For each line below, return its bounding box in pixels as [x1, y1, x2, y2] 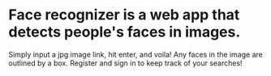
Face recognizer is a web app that [8, 6, 240, 24]
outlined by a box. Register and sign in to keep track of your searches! [8, 58, 243, 68]
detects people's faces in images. [8, 23, 241, 41]
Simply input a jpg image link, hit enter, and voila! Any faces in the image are [8, 49, 264, 59]
